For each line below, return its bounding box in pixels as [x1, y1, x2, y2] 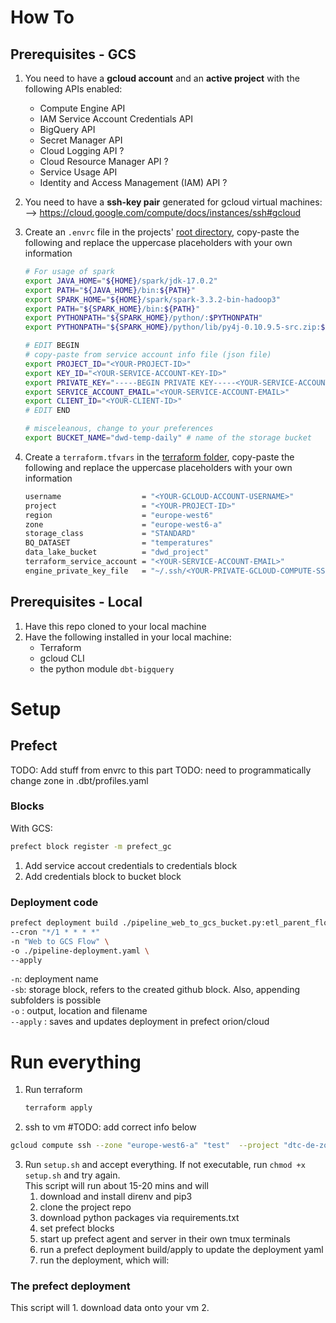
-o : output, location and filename [10, 1005, 148, 1017]
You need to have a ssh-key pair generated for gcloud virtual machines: [24, 196, 323, 208]
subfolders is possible [10, 994, 102, 1006]
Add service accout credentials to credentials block [24, 859, 238, 871]
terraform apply [24, 1103, 93, 1113]
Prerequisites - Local [10, 594, 143, 611]
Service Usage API [39, 166, 118, 178]
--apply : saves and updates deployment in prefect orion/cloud [10, 1016, 270, 1028]
